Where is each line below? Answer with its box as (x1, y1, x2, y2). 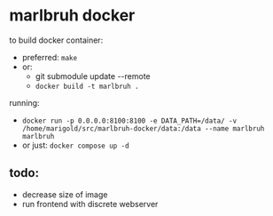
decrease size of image (21, 188, 108, 200)
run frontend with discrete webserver (21, 198, 159, 209)
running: (9, 97, 40, 108)
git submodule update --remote (35, 70, 151, 81)
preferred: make (21, 52, 78, 62)
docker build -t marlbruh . (35, 82, 139, 91)
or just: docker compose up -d (21, 140, 130, 150)
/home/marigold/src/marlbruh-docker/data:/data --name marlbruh (21, 124, 265, 133)
